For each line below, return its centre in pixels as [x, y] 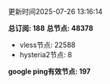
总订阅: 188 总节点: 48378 [51, 28]
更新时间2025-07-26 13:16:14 [55, 11]
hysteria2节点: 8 [46, 55]
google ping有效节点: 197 [49, 71]
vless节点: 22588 [48, 45]
